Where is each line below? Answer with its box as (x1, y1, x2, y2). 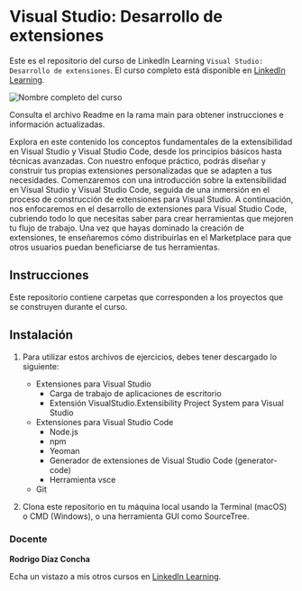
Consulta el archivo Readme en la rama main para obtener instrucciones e (9, 109, 284, 120)
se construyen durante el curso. (9, 301, 128, 312)
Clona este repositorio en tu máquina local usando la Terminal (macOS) (22, 501, 288, 512)
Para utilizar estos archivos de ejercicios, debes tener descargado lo (22, 351, 278, 362)
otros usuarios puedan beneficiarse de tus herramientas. (9, 241, 221, 252)
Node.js (49, 426, 78, 437)
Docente (9, 533, 48, 546)
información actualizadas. (9, 119, 105, 130)
